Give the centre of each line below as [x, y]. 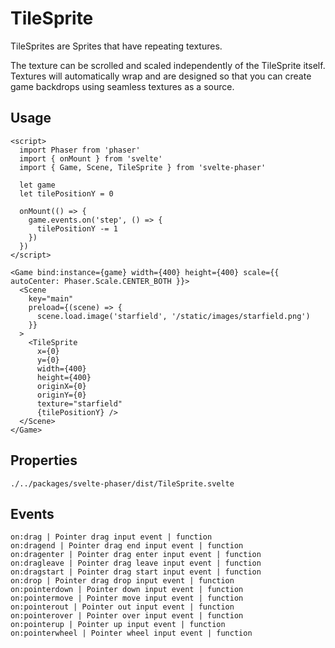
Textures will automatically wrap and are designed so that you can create [161, 76]
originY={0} [61, 395]
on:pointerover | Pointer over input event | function [127, 616]
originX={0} [61, 386]
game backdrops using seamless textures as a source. [122, 86]
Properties [44, 460]
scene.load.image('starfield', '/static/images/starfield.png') [173, 316]
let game [37, 185]
